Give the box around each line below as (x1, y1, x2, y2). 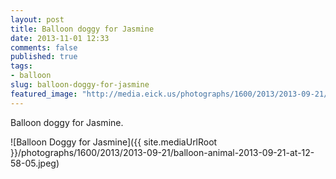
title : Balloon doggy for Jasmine (10, 24, 155, 34)
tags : (10, 61, 33, 71)
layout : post (10, 14, 65, 25)
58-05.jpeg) (10, 157, 60, 169)
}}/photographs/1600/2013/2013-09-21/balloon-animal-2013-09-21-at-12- (10, 146, 315, 158)
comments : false (10, 42, 78, 53)
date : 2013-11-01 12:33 (10, 33, 110, 43)
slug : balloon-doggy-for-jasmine (10, 80, 150, 90)
